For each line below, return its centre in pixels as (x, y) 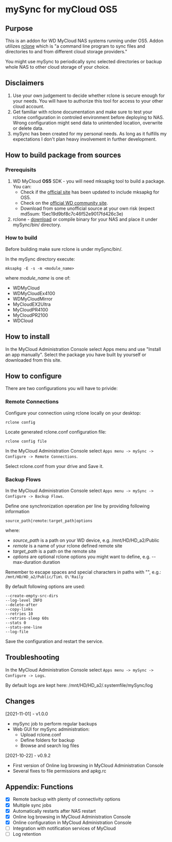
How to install (28, 337)
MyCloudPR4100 (30, 309)
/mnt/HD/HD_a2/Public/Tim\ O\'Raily (44, 577)
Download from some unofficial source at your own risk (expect (87, 208)
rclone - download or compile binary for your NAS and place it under (85, 219)
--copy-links (19, 610)
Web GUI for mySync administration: (51, 729)
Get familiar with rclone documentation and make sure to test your (82, 112)
